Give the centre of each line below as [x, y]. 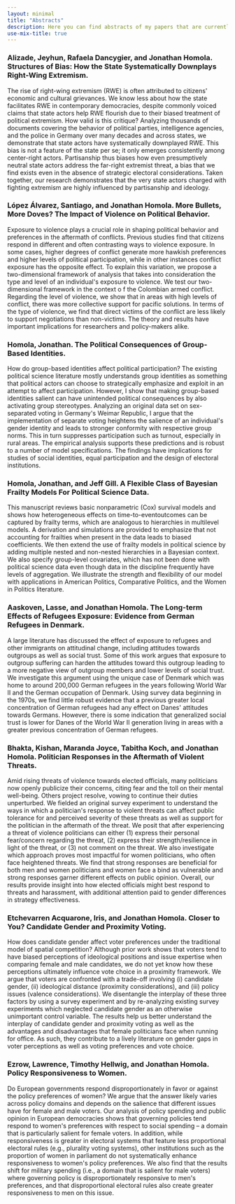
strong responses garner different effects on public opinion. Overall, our [111, 877]
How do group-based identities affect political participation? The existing [112, 369]
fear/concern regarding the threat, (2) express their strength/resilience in [112, 840]
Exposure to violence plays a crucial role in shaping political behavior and [113, 229]
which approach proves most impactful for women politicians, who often [111, 855]
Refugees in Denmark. [46, 625]
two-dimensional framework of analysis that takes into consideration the [112, 274]
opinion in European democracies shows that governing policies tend [107, 1118]
